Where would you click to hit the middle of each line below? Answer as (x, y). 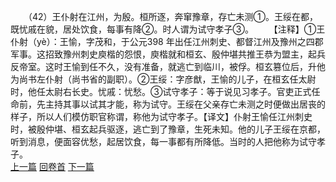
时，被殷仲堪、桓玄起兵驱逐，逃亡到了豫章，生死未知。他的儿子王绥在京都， (168, 129)
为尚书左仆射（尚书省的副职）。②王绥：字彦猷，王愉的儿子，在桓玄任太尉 (163, 79)
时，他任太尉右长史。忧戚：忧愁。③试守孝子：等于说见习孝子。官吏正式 (161, 91)
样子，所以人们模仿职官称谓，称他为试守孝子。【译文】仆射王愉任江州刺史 (161, 116)
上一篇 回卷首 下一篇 (52, 166)
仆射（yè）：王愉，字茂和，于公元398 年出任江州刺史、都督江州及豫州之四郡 (167, 41)
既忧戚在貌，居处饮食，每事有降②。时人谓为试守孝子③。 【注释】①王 (168, 29)
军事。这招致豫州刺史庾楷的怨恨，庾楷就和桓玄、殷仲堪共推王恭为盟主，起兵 (168, 54)
